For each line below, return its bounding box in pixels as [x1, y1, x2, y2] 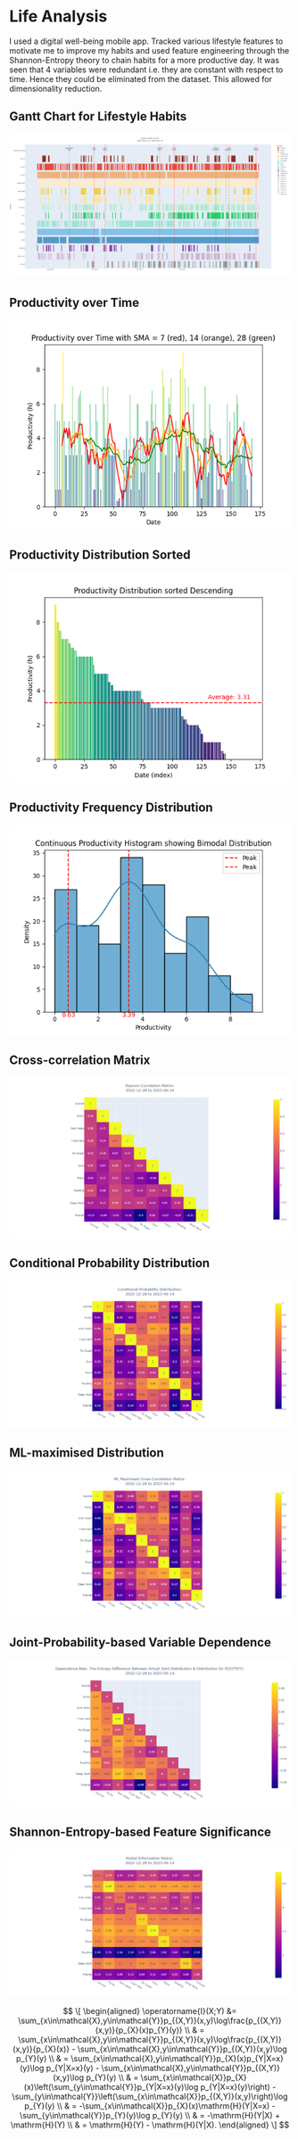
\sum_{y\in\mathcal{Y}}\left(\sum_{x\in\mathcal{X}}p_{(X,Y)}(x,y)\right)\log [12, 2091, 288, 2102]
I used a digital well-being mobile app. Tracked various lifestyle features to [9, 36, 284, 46]
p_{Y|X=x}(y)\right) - [200, 2082, 277, 2093]
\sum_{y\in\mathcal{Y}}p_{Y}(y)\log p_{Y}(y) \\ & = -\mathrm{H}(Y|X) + [19, 2110, 281, 2121]
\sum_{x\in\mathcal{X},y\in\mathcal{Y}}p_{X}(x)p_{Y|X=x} [70, 2053, 284, 2064]
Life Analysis [9, 6, 108, 27]
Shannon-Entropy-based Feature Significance [9, 1825, 272, 1840]
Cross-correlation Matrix [9, 1052, 151, 1067]
